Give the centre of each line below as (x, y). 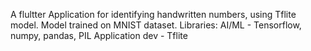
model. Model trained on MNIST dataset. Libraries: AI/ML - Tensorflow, (156, 25)
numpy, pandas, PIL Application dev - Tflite (99, 35)
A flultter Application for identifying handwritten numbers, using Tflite (153, 14)
